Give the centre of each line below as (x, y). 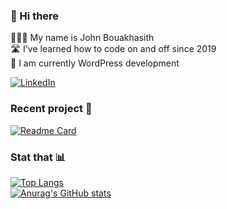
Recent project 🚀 (51, 109)
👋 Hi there (35, 16)
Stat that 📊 (38, 157)
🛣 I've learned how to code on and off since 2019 (113, 49)
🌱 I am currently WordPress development (95, 63)
